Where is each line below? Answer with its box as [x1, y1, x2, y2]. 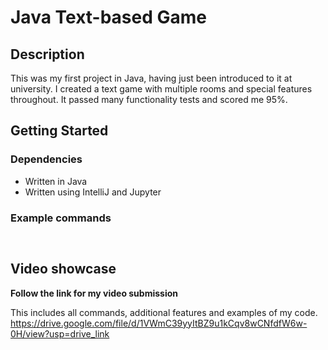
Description [10, 46, 85, 63]
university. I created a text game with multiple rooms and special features [10, 83, 313, 95]
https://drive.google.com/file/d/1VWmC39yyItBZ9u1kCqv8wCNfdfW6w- [10, 317, 308, 329]
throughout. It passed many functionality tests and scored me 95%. [10, 94, 288, 105]
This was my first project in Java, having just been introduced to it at [10, 72, 293, 84]
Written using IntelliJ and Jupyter [24, 186, 162, 198]
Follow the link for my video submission [10, 287, 179, 299]
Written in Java [24, 175, 88, 187]
